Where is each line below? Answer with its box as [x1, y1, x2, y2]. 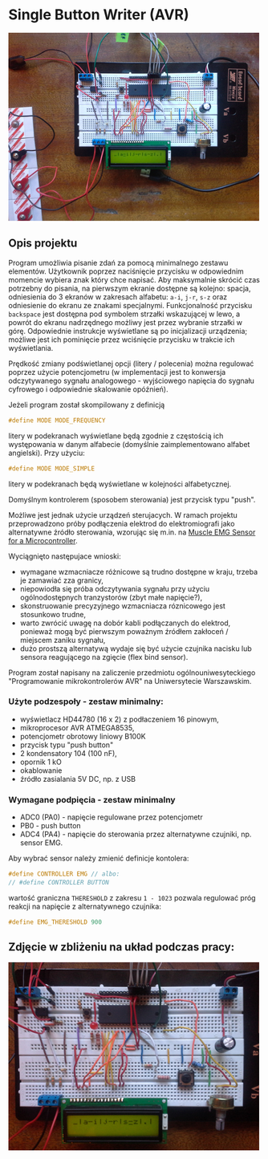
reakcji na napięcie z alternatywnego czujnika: [8, 901, 162, 911]
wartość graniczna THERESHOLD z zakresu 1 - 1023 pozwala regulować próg [8, 893, 256, 902]
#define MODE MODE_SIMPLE [8, 464, 95, 473]
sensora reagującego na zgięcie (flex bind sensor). [19, 652, 189, 661]
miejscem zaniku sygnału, [19, 635, 106, 645]
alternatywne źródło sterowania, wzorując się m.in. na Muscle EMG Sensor [8, 527, 256, 537]
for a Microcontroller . [8, 535, 78, 545]
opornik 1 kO [19, 757, 62, 767]
